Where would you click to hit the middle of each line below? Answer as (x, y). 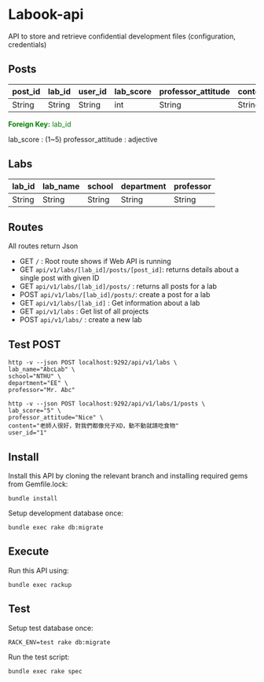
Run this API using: (38, 570)
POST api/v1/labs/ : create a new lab (81, 320)
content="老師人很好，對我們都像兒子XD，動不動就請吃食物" (93, 426)
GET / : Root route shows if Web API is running (95, 262)
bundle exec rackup (40, 585)
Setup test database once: (51, 628)
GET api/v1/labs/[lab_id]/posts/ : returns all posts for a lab (118, 286)
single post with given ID (59, 278)
